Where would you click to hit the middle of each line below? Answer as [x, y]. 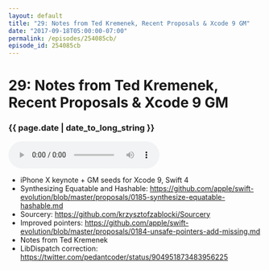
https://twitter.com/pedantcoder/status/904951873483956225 [124, 257]
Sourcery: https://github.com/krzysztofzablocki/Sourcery [115, 214]
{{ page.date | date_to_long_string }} [82, 128]
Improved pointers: [51, 222]
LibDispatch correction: [59, 248]
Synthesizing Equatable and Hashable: [84, 188]
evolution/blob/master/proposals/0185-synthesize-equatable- [122, 197]
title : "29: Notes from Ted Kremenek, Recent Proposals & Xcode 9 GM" [129, 23]
